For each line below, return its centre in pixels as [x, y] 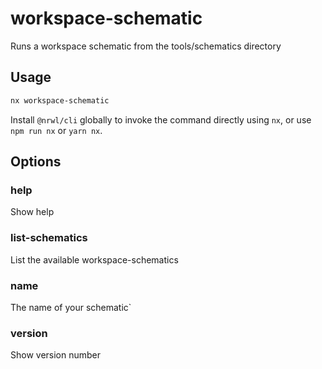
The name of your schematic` [71, 307]
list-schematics [49, 238]
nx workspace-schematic [60, 100]
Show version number [56, 355]
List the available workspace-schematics [94, 259]
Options [36, 162]
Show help [32, 212]
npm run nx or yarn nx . [56, 130]
